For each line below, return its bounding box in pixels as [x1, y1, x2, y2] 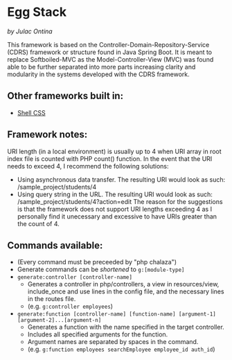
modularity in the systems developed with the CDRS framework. [7, 70, 190, 78]
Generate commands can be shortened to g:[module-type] [17, 265, 185, 274]
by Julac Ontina [7, 27, 53, 35]
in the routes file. [27, 295, 76, 303]
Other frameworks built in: [7, 90, 123, 102]
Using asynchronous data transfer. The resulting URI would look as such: [17, 175, 226, 184]
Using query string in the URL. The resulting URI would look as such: [17, 190, 213, 198]
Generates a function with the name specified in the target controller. [27, 323, 225, 332]
